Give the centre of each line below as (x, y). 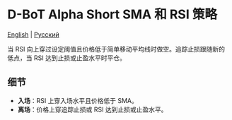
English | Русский (33, 34)
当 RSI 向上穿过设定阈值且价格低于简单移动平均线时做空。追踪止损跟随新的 (116, 49)
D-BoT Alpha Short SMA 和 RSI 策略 (112, 14)
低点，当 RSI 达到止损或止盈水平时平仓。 (66, 58)
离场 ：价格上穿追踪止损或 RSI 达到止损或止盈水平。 (92, 109)
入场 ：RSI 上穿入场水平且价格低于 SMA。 (77, 100)
